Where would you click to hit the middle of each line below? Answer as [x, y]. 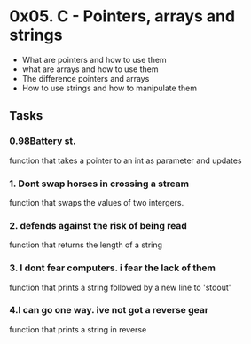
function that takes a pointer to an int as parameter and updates [125, 160]
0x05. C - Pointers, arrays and [122, 16]
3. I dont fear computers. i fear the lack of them [112, 268]
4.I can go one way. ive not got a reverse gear [109, 310]
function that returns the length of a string [86, 245]
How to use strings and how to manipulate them [110, 88]
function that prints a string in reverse [78, 329]
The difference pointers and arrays [86, 78]
